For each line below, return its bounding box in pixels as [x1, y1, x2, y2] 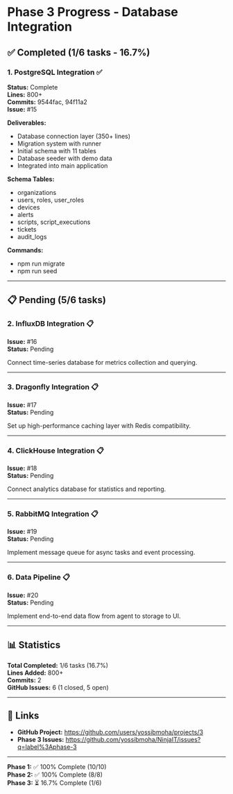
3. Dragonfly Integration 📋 [7, 382, 99, 392]
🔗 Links [7, 709, 40, 721]
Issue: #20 [7, 591, 39, 599]
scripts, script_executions [17, 218, 91, 226]
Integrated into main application [17, 161, 108, 170]
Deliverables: [7, 119, 46, 127]
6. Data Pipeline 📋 [7, 573, 71, 582]
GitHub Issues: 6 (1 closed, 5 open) [7, 683, 109, 691]
